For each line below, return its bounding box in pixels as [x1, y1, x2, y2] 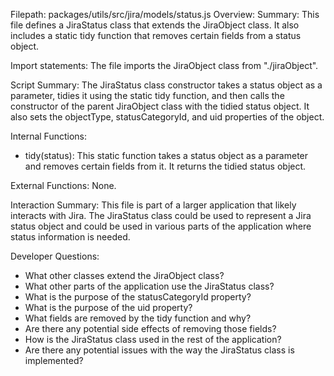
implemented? [24, 355, 84, 366]
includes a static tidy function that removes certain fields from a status [10, 30, 302, 41]
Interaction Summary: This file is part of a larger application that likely [10, 199, 297, 211]
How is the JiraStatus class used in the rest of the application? [24, 334, 282, 345]
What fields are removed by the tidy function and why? [24, 312, 252, 324]
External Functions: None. [10, 180, 117, 191]
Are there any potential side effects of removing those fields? [24, 323, 277, 334]
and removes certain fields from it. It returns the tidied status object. [24, 160, 307, 172]
